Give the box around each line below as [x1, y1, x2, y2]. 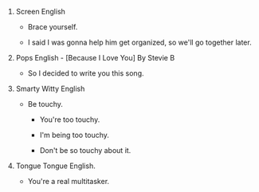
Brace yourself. [27, 22, 78, 31]
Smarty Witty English [15, 84, 85, 93]
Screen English [15, 7, 66, 16]
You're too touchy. [39, 115, 100, 124]
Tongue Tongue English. [15, 161, 96, 170]
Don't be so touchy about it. [39, 146, 131, 155]
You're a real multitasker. [27, 177, 110, 186]
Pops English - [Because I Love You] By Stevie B [15, 53, 175, 62]
